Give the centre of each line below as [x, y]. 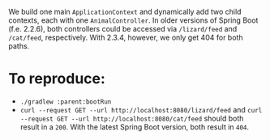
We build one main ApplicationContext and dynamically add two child [125, 12]
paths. [19, 46]
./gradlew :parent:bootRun [66, 102]
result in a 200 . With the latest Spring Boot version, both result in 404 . [135, 127]
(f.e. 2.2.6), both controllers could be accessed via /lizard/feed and [123, 29]
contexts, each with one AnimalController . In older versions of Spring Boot [133, 20]
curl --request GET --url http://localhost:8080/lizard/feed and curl [141, 109]
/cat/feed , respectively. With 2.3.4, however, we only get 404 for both [126, 37]
